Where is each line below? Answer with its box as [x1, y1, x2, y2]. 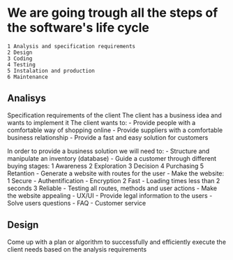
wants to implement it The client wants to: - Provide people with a [7, 118, 196, 127]
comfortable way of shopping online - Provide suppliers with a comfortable [7, 126, 223, 134]
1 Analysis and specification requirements [7, 43, 136, 50]
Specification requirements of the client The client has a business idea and [7, 110, 222, 120]
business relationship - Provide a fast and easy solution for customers [7, 133, 209, 141]
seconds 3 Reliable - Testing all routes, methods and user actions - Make [7, 184, 218, 192]
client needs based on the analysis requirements [7, 245, 147, 253]
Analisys [7, 92, 47, 104]
